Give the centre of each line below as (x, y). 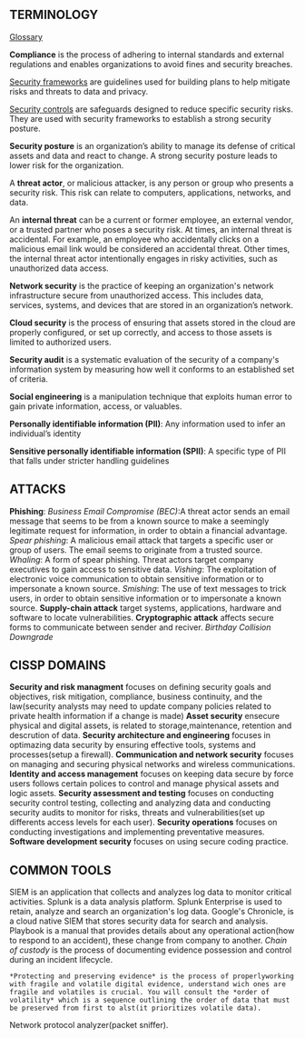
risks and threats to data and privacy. (79, 91)
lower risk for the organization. (67, 165)
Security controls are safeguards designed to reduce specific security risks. (151, 109)
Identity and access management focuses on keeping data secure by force (152, 774)
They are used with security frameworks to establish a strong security (141, 118)
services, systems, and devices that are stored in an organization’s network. (151, 305)
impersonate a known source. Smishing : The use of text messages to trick (148, 588)
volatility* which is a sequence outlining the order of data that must (150, 1000)
